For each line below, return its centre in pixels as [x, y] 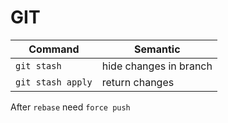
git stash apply [54, 82]
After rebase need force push [70, 107]
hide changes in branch [157, 66]
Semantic [157, 49]
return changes [138, 82]
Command [54, 49]
